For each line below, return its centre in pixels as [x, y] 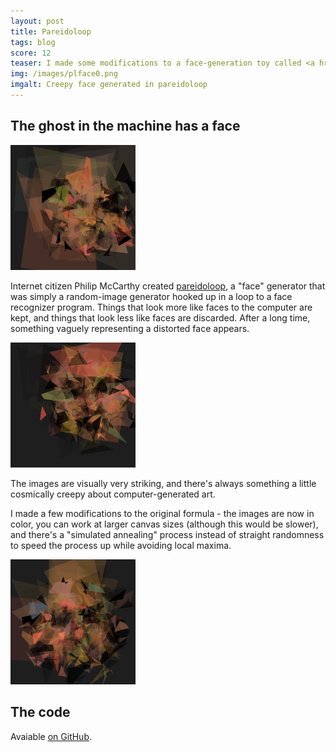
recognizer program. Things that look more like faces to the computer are [161, 307]
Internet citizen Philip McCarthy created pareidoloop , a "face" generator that [168, 286]
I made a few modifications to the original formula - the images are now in [162, 513]
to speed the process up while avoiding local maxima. [121, 545]
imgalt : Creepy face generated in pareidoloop [109, 85]
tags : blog [33, 42]
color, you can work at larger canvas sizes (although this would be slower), [164, 524]
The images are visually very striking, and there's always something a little [163, 483]
